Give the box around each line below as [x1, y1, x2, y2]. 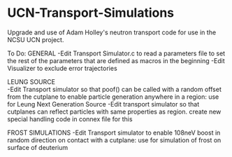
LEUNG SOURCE [7, 77, 56, 86]
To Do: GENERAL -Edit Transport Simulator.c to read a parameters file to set [7, 49, 226, 57]
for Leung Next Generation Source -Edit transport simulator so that [7, 100, 200, 108]
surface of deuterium [7, 143, 68, 151]
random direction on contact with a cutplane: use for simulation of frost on [7, 135, 222, 144]
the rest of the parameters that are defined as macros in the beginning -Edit [7, 56, 225, 64]
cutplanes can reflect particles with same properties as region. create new [7, 107, 222, 116]
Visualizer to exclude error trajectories [7, 64, 117, 72]
